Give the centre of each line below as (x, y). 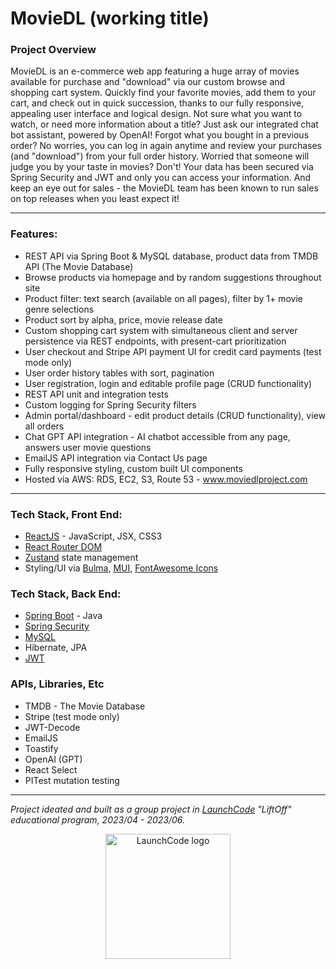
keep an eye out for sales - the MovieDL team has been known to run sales (164, 188)
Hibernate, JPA (56, 648)
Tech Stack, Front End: (66, 514)
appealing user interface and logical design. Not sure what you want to (156, 114)
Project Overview (53, 50)
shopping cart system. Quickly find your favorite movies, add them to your (163, 93)
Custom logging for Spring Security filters (110, 404)
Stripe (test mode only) (72, 716)
